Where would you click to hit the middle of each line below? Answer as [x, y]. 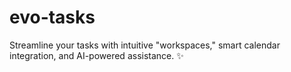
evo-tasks [52, 17]
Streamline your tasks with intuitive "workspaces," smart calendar [145, 45]
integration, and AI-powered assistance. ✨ [96, 55]
